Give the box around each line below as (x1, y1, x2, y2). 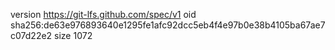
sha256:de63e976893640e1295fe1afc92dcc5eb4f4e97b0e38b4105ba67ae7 (10, 19, 326, 31)
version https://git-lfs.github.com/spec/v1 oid (10, 9, 197, 20)
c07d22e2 (10, 30, 53, 41)
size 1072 (54, 30, 93, 41)
